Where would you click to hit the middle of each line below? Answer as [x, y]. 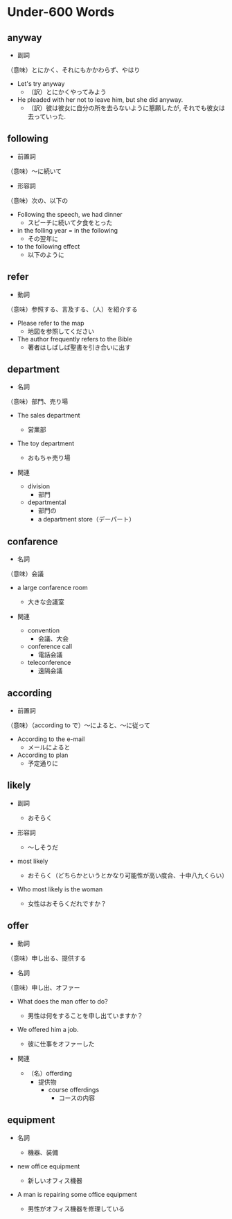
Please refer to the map [51, 323]
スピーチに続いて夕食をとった [70, 222]
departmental [47, 502]
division [39, 486]
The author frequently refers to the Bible [75, 339]
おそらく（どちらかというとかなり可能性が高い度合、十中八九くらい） [128, 875]
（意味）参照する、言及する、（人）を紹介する [72, 309]
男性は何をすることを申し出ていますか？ [85, 1015]
